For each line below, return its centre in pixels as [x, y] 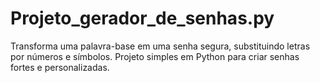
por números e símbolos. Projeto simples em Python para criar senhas [155, 56]
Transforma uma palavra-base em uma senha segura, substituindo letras [160, 46]
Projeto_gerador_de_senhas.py [142, 18]
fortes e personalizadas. [60, 67]
